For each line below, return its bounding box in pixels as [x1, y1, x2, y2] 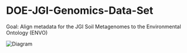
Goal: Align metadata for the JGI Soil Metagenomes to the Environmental [6, 23, 182, 30]
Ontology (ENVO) [6, 29, 48, 36]
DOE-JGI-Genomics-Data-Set [6, 4, 154, 17]
